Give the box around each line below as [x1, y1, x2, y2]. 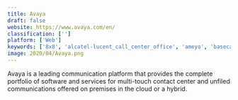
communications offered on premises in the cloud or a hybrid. [7, 84, 188, 93]
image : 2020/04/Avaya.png [7, 50, 84, 57]
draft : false [7, 17, 46, 24]
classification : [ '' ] [7, 30, 72, 38]
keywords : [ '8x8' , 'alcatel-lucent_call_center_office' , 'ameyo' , [7, 43, 208, 50]
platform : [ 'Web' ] [7, 37, 62, 44]
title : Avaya [7, 10, 46, 18]
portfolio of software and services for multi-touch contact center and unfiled [7, 77, 230, 85]
